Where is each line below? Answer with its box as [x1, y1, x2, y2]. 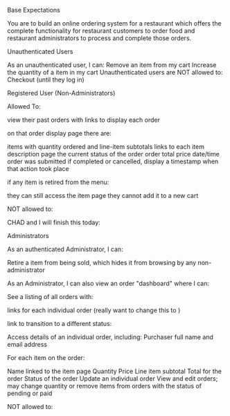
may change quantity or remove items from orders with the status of [7, 382, 202, 390]
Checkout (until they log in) [7, 75, 85, 84]
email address [7, 341, 47, 348]
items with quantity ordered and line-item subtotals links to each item [7, 143, 204, 151]
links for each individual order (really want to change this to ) [7, 306, 181, 314]
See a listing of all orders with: [7, 293, 94, 300]
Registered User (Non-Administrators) [7, 89, 116, 97]
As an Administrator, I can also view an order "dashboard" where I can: [7, 280, 210, 287]
